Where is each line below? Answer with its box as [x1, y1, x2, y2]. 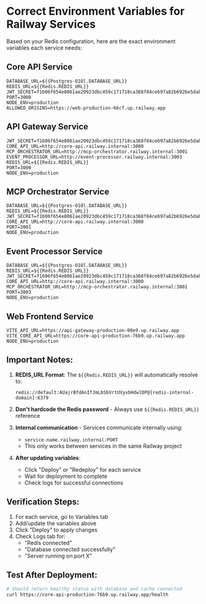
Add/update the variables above [15, 519, 97, 527]
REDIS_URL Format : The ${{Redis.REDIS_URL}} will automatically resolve [15, 371, 198, 378]
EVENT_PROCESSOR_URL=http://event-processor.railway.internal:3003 [6, 154, 183, 160]
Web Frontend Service [6, 311, 94, 322]
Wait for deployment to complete [24, 472, 107, 480]
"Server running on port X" [24, 552, 93, 559]
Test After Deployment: [6, 570, 98, 580]
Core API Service [6, 62, 73, 72]
